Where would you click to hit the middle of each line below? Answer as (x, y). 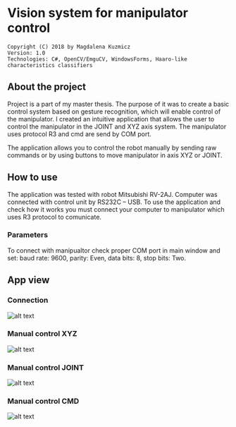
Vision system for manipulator (98, 13)
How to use (32, 178)
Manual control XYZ (42, 334)
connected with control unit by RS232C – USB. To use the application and (114, 202)
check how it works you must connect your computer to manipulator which (116, 209)
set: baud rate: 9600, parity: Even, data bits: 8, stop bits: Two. (97, 258)
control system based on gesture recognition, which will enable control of (114, 112)
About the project (47, 87)
